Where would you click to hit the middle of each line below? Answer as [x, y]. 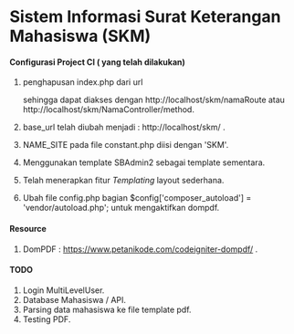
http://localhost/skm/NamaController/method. [108, 110]
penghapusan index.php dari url [83, 82]
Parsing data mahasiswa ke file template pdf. [107, 309]
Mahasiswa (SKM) [80, 36]
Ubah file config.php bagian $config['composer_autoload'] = [137, 198]
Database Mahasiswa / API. [74, 299]
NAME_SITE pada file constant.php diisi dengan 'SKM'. [126, 145]
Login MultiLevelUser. [63, 290]
